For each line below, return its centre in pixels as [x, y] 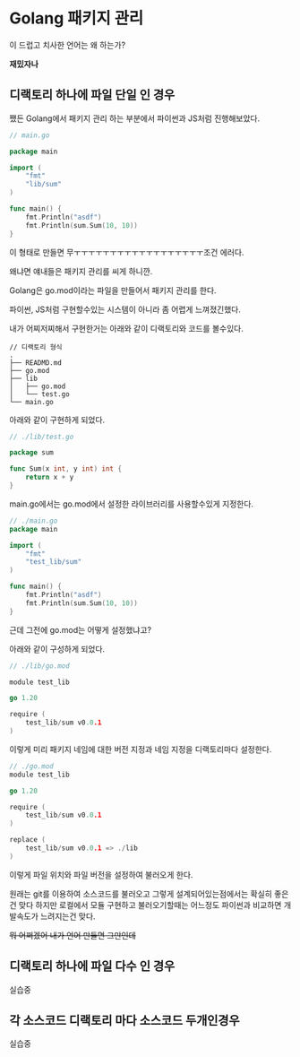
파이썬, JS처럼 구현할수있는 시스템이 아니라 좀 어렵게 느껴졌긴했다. [125, 309]
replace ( [28, 840]
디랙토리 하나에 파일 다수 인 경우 [92, 966]
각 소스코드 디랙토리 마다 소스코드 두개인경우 [124, 1020]
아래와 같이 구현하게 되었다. [57, 420]
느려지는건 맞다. [68, 916]
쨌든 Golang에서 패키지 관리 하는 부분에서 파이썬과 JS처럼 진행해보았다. [135, 118]
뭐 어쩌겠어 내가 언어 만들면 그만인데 [73, 935]
